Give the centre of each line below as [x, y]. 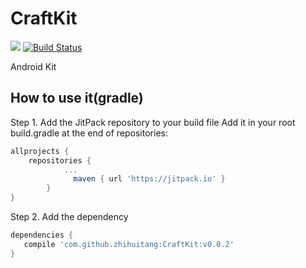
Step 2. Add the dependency [69, 216]
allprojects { [40, 151]
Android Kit [33, 66]
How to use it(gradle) [77, 98]
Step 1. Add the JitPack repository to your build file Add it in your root [153, 122]
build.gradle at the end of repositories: [89, 133]
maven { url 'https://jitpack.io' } [149, 179]
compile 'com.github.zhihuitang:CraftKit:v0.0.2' [129, 244]
